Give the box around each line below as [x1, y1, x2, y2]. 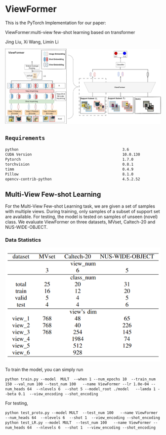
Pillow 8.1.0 [5, 172, 134, 177]
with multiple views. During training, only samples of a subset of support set [5, 208, 160, 214]
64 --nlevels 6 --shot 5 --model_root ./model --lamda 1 [27, 386, 156, 392]
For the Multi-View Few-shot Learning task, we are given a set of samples [5, 203, 156, 209]
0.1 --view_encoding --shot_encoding [18, 391, 98, 397]
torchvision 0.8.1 [5, 162, 134, 167]
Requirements [5, 134, 45, 142]
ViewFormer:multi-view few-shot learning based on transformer [5, 29, 135, 35]
